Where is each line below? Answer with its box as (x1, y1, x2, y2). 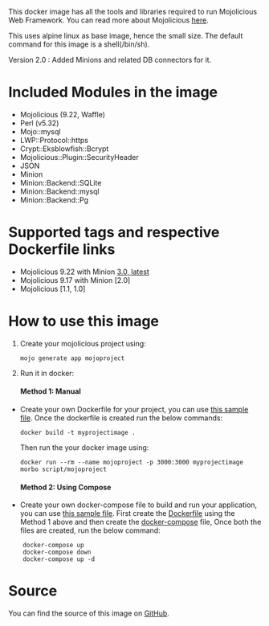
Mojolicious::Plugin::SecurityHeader (19, 152, 139, 162)
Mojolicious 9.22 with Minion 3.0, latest (19, 267, 150, 276)
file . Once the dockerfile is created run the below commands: (19, 413, 223, 423)
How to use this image (8, 313, 159, 330)
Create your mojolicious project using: (19, 338, 146, 348)
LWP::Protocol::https (19, 135, 88, 145)
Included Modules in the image (8, 84, 218, 101)
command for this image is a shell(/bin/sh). (8, 39, 150, 49)
